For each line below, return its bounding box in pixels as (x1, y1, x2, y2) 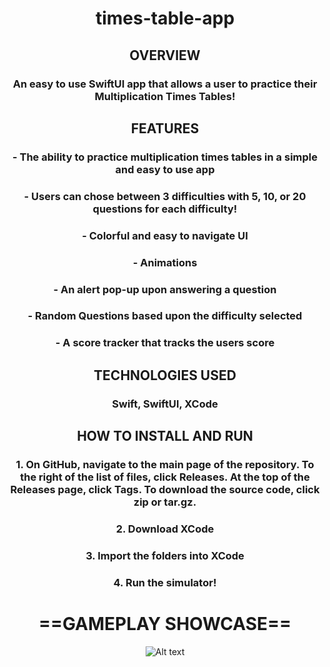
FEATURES (130, 120, 200, 137)
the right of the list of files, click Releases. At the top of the (20, 470, 310, 484)
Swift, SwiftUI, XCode (111, 397, 219, 411)
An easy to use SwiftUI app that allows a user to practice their (12, 77, 318, 91)
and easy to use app (115, 162, 215, 176)
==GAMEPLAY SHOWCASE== (38, 612, 292, 635)
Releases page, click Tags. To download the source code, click (10, 482, 320, 496)
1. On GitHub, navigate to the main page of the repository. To (15, 457, 315, 471)
